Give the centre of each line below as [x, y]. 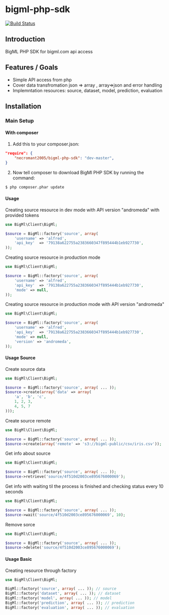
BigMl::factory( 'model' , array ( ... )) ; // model [59, 598]
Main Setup [20, 121]
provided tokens [22, 215]
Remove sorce [20, 524]
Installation [23, 106]
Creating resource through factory [41, 570]
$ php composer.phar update [35, 187]
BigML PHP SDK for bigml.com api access [49, 51]
